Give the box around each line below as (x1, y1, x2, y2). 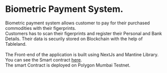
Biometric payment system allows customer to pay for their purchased (5, 20, 150, 26)
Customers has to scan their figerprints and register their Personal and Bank (5, 30, 162, 36)
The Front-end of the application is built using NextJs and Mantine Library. (5, 51, 159, 58)
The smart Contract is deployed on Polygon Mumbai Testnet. (5, 62, 131, 68)
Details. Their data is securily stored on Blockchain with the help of (5, 36, 143, 42)
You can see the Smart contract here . (5, 57, 82, 63)
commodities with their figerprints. (5, 25, 76, 31)
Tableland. (5, 41, 27, 47)
